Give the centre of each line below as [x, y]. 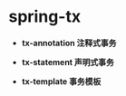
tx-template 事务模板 [61, 81]
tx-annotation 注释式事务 [69, 43]
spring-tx [45, 17]
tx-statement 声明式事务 [68, 62]
